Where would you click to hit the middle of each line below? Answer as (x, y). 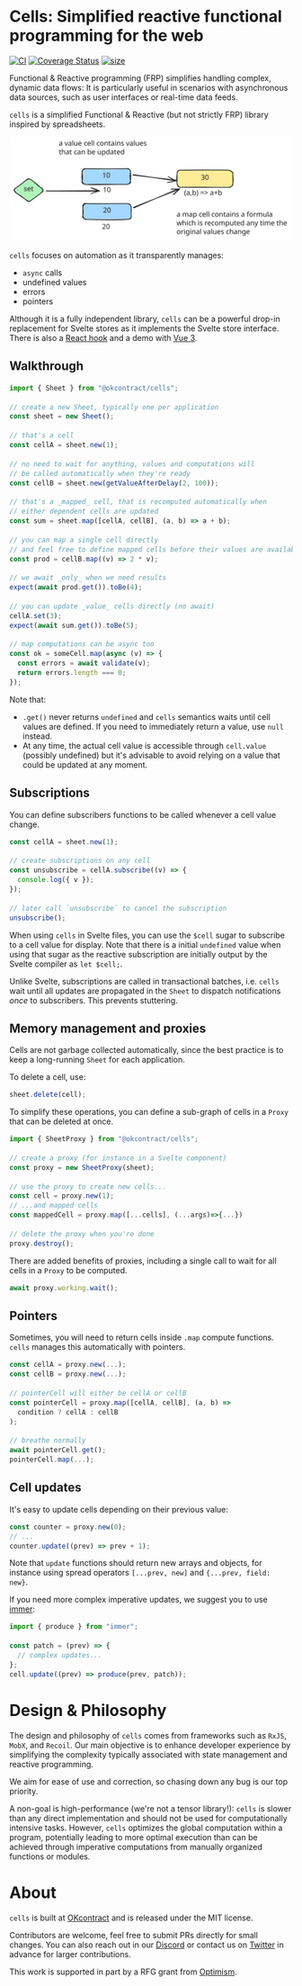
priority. (24, 1791)
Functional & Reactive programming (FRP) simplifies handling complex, (140, 77)
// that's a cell (42, 436)
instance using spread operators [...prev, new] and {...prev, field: (140, 1573)
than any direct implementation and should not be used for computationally (148, 1818)
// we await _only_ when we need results (88, 578)
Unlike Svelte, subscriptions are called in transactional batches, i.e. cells (145, 981)
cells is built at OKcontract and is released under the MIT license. (131, 1918)
